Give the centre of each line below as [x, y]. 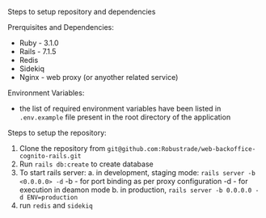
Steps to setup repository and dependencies [82, 12]
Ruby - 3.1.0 [39, 43]
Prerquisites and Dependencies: [61, 27]
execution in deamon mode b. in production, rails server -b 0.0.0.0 [135, 190]
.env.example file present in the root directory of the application [125, 117]
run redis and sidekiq [56, 205]
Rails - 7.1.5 [38, 51]
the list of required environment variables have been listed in [120, 109]
